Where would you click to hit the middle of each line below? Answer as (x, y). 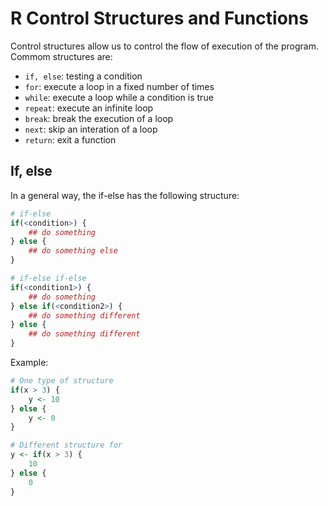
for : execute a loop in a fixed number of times (119, 86)
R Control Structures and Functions (159, 18)
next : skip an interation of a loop (91, 129)
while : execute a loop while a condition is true (119, 97)
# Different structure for (66, 445)
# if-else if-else (48, 278)
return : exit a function (70, 139)
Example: (29, 362)
